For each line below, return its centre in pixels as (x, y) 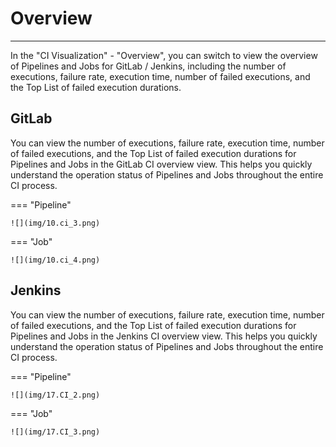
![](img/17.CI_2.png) (55, 395)
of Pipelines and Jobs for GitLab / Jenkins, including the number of (148, 66)
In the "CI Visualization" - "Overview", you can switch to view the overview (164, 55)
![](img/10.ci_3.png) (55, 223)
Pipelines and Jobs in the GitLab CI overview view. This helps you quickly (161, 164)
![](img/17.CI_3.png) (55, 432)
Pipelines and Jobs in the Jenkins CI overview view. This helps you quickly (164, 336)
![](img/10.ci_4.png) (55, 260)
